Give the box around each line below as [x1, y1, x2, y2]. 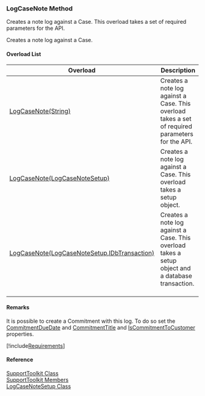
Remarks [6, 304, 30, 311]
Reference [6, 356, 34, 364]
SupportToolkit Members [6, 376, 69, 383]
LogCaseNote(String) [9, 107, 71, 115]
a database [160, 272, 192, 280]
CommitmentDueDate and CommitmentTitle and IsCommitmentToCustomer [6, 323, 196, 331]
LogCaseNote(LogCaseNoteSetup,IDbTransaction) [9, 248, 154, 257]
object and [160, 264, 191, 272]
